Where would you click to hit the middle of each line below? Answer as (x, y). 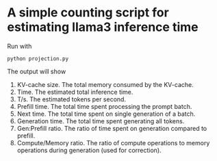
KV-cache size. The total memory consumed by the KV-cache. (105, 84)
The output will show (37, 71)
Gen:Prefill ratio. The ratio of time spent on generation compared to (112, 128)
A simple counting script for (88, 13)
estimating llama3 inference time (103, 27)
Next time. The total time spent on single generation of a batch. (106, 114)
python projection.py (38, 59)
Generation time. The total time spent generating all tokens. (101, 121)
